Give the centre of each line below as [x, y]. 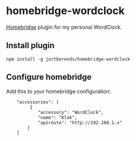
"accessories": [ [38, 102]
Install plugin [30, 46]
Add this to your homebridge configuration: [59, 91]
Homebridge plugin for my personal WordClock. [64, 27]
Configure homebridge [49, 77]
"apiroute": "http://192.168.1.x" [80, 122]
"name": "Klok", [57, 117]
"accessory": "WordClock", [71, 112]
